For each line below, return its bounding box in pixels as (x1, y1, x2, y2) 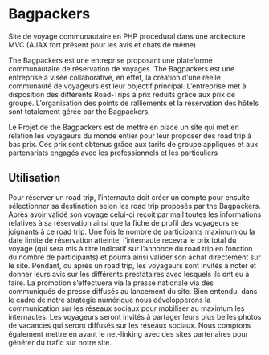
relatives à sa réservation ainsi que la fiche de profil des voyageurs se (8, 218, 239, 227)
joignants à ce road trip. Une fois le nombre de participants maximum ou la (8, 226, 255, 236)
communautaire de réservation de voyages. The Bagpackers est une (8, 63, 235, 73)
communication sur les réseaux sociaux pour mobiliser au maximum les (8, 303, 245, 313)
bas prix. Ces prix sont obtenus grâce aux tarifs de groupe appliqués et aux (8, 139, 259, 149)
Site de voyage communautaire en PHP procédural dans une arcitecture (8, 31, 247, 41)
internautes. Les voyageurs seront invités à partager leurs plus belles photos (8, 312, 262, 321)
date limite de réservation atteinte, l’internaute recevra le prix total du (8, 235, 237, 245)
